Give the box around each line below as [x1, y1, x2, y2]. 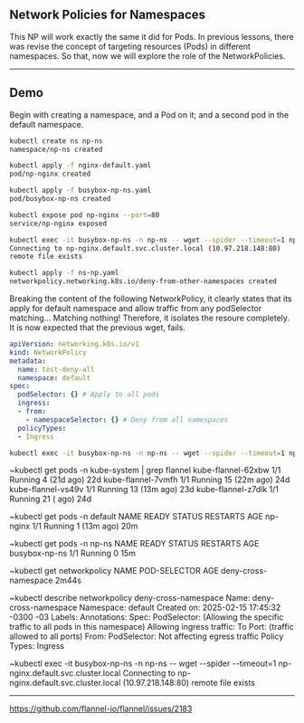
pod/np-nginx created [9, 169, 91, 179]
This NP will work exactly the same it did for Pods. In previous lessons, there [9, 31, 294, 42]
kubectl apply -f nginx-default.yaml [9, 161, 152, 170]
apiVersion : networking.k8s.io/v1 [9, 339, 140, 348]
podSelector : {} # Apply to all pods [17, 390, 160, 399]
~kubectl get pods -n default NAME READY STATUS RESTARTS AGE [9, 511, 264, 522]
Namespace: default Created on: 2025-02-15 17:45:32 [79, 602, 281, 614]
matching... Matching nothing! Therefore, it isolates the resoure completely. [9, 312, 290, 323]
